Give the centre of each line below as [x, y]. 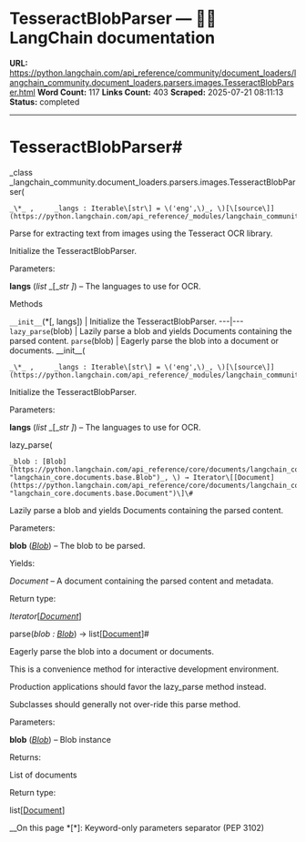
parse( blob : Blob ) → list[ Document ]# [80, 634]
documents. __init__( [47, 350]
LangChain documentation [112, 38]
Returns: [25, 757]
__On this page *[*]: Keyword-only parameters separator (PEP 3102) [137, 827]
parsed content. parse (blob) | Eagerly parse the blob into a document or [144, 340]
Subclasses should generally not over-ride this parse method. [125, 704]
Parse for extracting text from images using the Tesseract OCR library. [141, 233]
